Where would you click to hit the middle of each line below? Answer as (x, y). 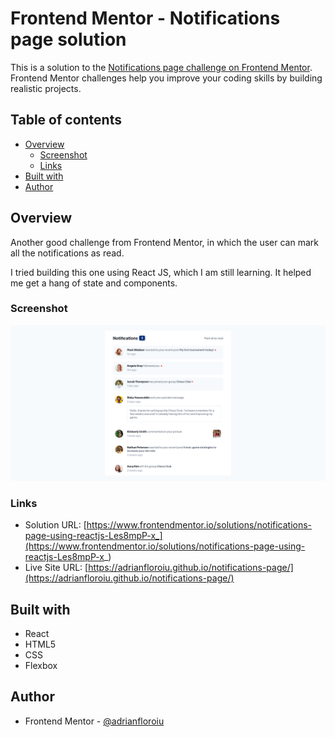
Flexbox (41, 666)
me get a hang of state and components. (94, 283)
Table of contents (66, 120)
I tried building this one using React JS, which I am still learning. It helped (161, 272)
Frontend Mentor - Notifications (145, 18)
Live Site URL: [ (56, 568)
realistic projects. (46, 88)
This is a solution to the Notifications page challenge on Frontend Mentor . (161, 67)
